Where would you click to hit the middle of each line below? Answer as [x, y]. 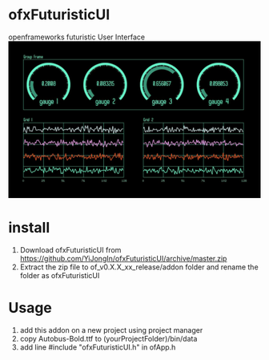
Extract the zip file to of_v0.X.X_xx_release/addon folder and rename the [139, 267]
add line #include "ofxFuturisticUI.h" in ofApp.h [98, 347]
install [29, 228]
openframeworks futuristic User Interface [77, 37]
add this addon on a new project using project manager [111, 330]
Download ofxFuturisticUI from [70, 249]
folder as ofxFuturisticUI [60, 275]
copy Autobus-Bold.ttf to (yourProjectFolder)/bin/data [108, 338]
